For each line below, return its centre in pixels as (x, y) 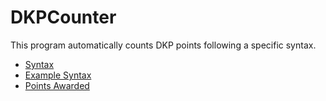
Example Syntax (58, 75)
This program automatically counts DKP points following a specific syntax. (163, 45)
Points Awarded (57, 85)
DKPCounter (63, 17)
